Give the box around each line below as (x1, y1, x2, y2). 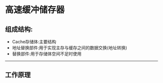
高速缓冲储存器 (5, 4, 65, 15)
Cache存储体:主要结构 (12, 39, 57, 44)
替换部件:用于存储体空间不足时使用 (12, 51, 81, 56)
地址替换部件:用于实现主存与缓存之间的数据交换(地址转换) (12, 45, 128, 51)
